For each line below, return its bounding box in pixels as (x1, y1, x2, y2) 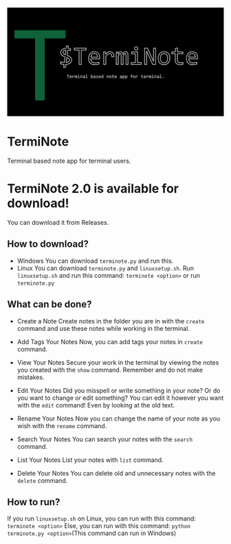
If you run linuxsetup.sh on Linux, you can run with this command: (7, 514, 196, 523)
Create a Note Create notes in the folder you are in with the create (16, 316, 205, 325)
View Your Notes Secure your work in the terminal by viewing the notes (16, 358, 219, 366)
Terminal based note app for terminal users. (7, 157, 131, 165)
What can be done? (7, 299, 92, 310)
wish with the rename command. (16, 421, 107, 430)
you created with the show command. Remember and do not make (16, 365, 203, 374)
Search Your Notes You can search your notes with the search (16, 435, 193, 443)
